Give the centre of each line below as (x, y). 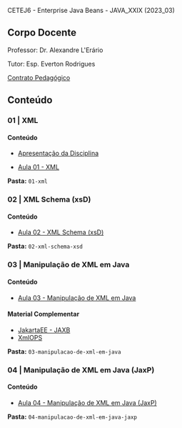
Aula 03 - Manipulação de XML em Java (77, 298)
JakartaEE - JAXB (44, 330)
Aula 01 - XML (38, 167)
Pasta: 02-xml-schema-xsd (45, 247)
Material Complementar (44, 314)
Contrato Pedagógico (39, 77)
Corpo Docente (42, 33)
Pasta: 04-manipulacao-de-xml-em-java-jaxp (72, 417)
